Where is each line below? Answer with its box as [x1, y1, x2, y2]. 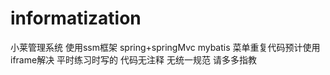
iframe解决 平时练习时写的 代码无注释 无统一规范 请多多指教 [10, 53, 257, 66]
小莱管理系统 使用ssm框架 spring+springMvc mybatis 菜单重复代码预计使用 [10, 41, 321, 53]
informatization [10, 7, 142, 30]
